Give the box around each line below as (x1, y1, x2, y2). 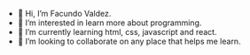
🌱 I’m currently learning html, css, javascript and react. (17, 27, 217, 37)
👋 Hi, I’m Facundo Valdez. (17, 9, 112, 18)
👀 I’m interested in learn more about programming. (17, 17, 202, 28)
